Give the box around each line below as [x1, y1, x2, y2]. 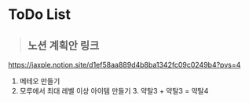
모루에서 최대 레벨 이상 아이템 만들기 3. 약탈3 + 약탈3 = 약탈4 [19, 86, 209, 95]
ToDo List [8, 6, 71, 24]
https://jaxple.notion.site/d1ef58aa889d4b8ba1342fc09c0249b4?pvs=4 [8, 61, 241, 69]
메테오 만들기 [19, 76, 60, 86]
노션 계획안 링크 [27, 39, 100, 52]
